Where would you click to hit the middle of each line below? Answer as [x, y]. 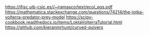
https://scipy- [79, 17]
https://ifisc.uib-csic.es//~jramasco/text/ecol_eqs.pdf [59, 7]
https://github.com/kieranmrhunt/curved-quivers [54, 27]
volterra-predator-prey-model [35, 17]
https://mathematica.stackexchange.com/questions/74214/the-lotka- [74, 12]
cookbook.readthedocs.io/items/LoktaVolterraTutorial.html [64, 22]
